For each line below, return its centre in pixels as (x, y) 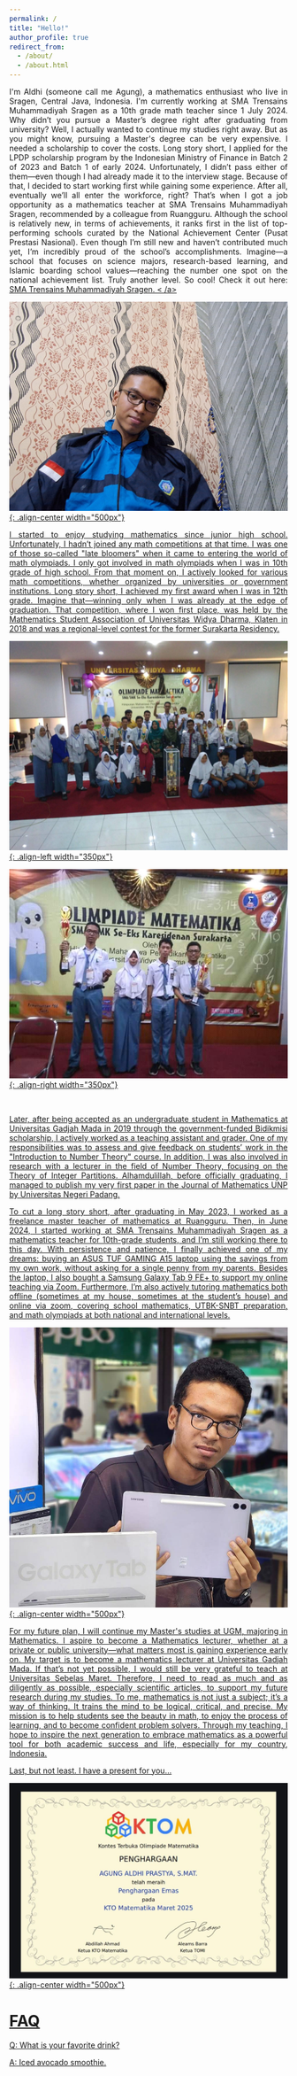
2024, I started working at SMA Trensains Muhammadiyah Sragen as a (148, 1230)
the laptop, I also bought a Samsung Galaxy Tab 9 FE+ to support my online (148, 1277)
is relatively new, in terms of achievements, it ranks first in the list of (139, 223)
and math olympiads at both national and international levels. (120, 1315)
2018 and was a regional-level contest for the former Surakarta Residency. (145, 628)
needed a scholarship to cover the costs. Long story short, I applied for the (148, 148)
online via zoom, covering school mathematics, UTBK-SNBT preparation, (148, 1305)
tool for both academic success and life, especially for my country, (148, 1744)
